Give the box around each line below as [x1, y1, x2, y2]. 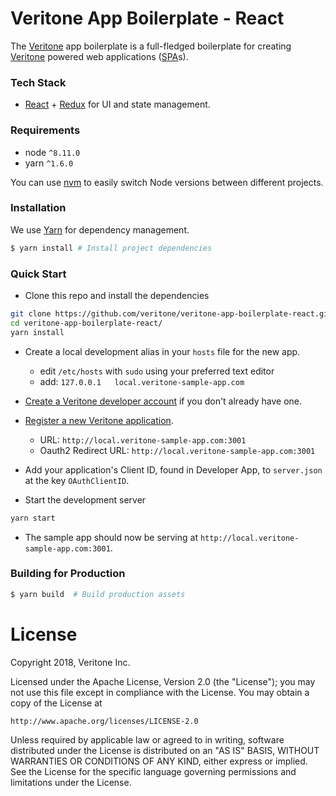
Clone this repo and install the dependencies [24, 290, 210, 301]
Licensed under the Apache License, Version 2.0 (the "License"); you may [10, 675, 316, 687]
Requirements [10, 123, 81, 137]
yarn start [10, 513, 56, 523]
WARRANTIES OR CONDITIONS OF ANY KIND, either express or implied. [10, 755, 308, 767]
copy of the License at [10, 697, 103, 709]
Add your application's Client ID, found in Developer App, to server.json [24, 463, 323, 476]
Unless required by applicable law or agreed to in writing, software [10, 733, 285, 746]
